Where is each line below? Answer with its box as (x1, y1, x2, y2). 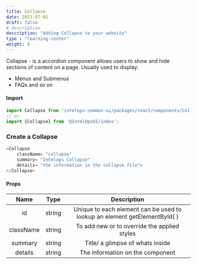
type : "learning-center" (6, 36, 69, 42)
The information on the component (79, 248, 176, 256)
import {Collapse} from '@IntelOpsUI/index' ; (6, 119, 119, 124)
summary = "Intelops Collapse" (16, 157, 91, 163)
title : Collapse (6, 8, 46, 15)
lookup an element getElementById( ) (76, 212, 179, 221)
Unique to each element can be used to (73, 205, 182, 213)
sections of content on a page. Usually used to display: (6, 63, 139, 70)
